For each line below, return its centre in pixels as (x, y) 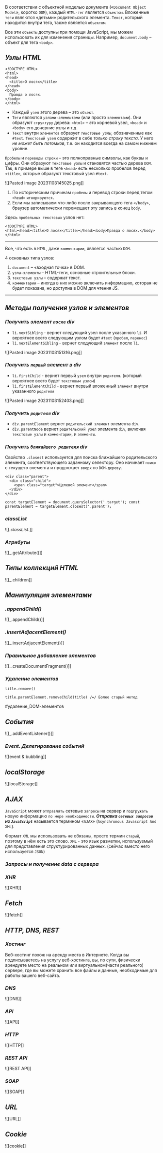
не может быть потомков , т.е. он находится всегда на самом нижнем (84, 143)
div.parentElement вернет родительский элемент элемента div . (76, 424)
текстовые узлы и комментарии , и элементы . (54, 434)
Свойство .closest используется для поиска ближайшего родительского (81, 457)
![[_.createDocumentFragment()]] (38, 666)
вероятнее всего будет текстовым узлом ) (54, 380)
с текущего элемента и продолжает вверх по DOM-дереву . (64, 468)
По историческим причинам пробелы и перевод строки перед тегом (82, 192)
